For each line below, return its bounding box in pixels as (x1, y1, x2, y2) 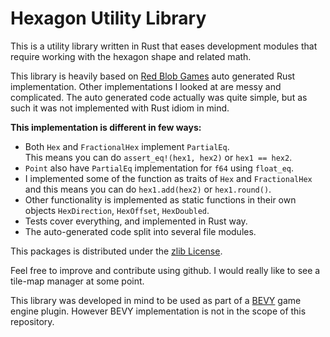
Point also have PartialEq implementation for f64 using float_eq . (24, 162, 295, 174)
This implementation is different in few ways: (10, 121, 202, 133)
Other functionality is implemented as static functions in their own (24, 193, 297, 206)
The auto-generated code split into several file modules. (24, 225, 257, 237)
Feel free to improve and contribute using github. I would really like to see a (10, 264, 321, 276)
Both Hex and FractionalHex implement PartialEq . (24, 140, 230, 152)
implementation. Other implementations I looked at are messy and (10, 80, 282, 92)
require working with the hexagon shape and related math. (10, 50, 252, 62)
